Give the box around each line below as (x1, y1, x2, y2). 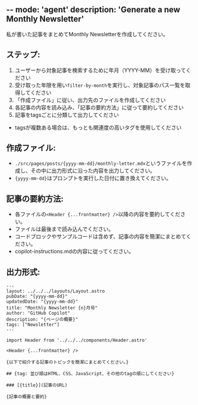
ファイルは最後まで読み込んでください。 (14, 225, 114, 233)
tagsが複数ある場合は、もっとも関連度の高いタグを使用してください (14, 124, 182, 131)
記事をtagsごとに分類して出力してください (14, 111, 120, 118)
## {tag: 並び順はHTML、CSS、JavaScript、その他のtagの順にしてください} (6, 371, 174, 377)
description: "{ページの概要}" (6, 316, 78, 323)
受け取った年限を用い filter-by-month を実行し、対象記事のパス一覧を (14, 81, 186, 89)
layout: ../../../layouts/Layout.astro (6, 288, 105, 294)
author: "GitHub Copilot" (6, 310, 70, 316)
